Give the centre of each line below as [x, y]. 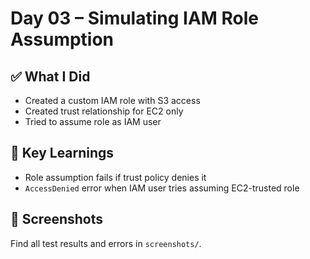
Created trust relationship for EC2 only [104, 111]
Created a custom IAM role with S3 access [112, 100]
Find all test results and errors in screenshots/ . [106, 243]
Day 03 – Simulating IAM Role [135, 18]
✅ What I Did [50, 76]
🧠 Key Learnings [62, 153]
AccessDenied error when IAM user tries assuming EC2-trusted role [162, 188]
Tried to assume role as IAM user [93, 121]
